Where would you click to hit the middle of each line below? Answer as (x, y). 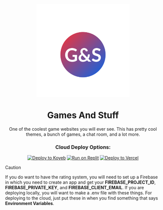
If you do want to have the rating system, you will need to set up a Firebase (81, 177)
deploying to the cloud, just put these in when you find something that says (81, 198)
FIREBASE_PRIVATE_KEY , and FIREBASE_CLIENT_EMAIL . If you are (75, 188)
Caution (13, 167)
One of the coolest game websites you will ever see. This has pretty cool (83, 129)
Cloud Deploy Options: (83, 147)
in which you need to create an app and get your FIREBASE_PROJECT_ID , (81, 182)
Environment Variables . (30, 204)
